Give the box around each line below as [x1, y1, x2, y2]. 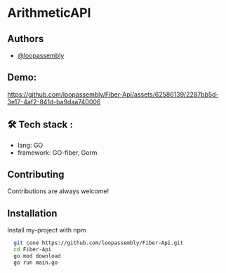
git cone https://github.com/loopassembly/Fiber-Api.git [13, 239, 184, 246]
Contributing [7, 169, 65, 181]
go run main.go [13, 259, 58, 266]
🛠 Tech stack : [7, 119, 74, 131]
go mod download [13, 253, 61, 260]
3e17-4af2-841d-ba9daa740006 [7, 97, 101, 106]
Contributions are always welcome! [7, 187, 109, 195]
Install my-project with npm [7, 226, 86, 234]
